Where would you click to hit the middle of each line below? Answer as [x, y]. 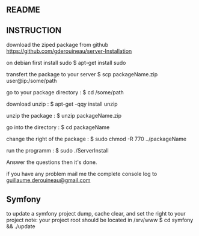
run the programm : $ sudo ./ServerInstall [58, 151]
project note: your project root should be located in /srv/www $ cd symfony [100, 220]
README [23, 10]
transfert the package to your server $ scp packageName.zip [82, 74]
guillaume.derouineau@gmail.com [48, 180]
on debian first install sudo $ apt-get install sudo [66, 63]
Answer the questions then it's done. [52, 162]
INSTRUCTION [34, 30]
